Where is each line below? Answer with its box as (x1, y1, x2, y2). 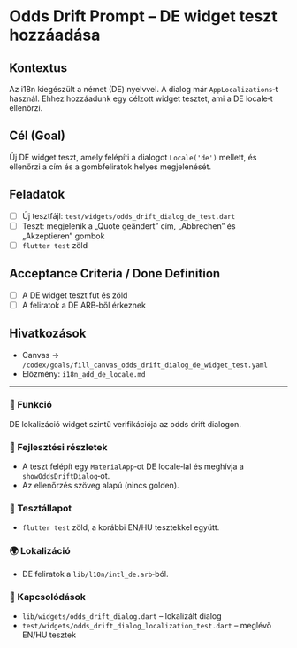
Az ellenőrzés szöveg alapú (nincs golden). (21, 480, 179, 491)
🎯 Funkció (9, 399, 53, 411)
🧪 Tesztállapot (9, 503, 72, 515)
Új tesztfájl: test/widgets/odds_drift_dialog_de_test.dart (21, 210, 236, 221)
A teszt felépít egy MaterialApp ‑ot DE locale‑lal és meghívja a (21, 461, 245, 472)
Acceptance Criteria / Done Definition (9, 266, 221, 281)
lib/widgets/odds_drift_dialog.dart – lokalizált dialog (21, 611, 223, 621)
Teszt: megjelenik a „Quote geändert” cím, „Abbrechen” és (21, 220, 236, 231)
